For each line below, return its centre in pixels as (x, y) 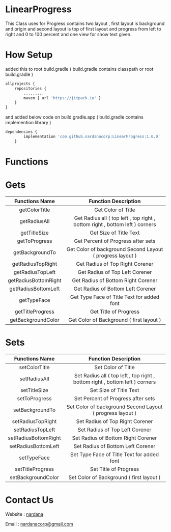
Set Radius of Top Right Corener (115, 421)
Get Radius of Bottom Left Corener (115, 289)
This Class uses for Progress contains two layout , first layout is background (85, 23)
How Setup (29, 55)
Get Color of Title (115, 210)
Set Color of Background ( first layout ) (115, 477)
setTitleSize (34, 390)
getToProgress (35, 241)
